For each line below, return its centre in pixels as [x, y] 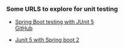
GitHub [24, 28]
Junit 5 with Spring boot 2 [47, 40]
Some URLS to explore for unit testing [62, 9]
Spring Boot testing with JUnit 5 [54, 22]
